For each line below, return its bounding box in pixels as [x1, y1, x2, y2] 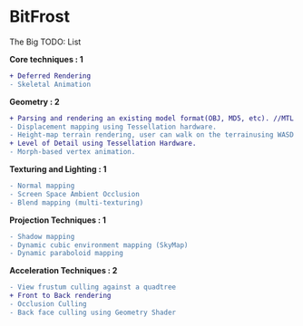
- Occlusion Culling [9, 300, 88, 309]
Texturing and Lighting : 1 [9, 164, 107, 175]
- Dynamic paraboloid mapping [9, 249, 124, 258]
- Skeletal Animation [9, 80, 92, 89]
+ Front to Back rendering [9, 292, 112, 301]
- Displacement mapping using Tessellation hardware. [9, 122, 218, 131]
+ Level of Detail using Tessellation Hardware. [9, 139, 197, 149]
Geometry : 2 [9, 96, 61, 107]
